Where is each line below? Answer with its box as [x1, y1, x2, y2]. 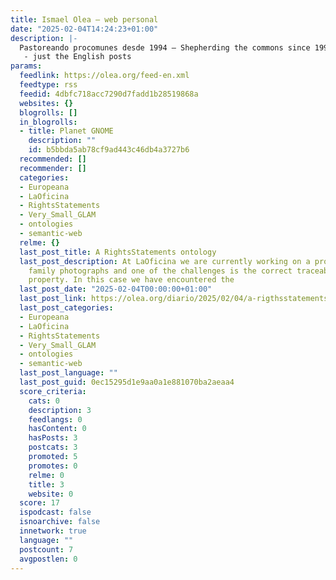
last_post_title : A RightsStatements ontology [19, 247, 217, 257]
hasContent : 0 [28, 424, 87, 434]
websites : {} [19, 98, 74, 108]
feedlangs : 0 [28, 414, 83, 425]
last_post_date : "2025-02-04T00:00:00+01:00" [19, 284, 213, 295]
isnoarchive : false [19, 517, 101, 527]
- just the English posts [23, 52, 132, 62]
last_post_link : [19, 294, 87, 304]
